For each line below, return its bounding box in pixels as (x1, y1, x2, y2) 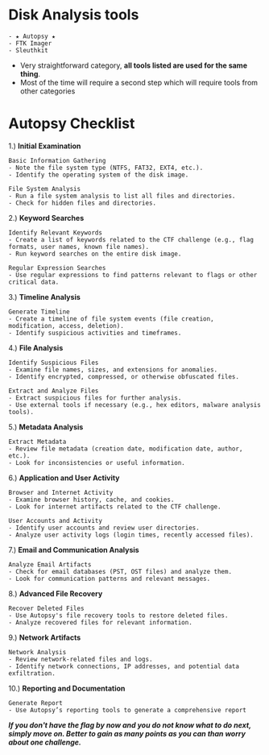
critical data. (8, 278, 60, 286)
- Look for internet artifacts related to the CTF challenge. (8, 502, 221, 511)
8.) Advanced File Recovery (8, 588, 103, 598)
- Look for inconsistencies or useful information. (8, 458, 185, 467)
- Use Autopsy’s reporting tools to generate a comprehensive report (8, 706, 247, 714)
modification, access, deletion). (8, 321, 125, 330)
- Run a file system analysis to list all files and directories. (8, 192, 236, 200)
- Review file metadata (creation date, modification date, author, (8, 445, 243, 453)
